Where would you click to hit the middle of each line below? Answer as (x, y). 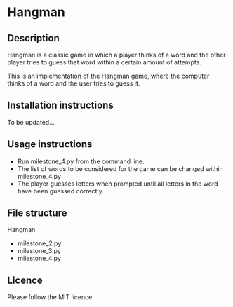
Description (33, 38)
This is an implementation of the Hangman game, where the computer (108, 76)
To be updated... (31, 122)
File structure (37, 213)
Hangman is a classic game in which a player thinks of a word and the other (116, 55)
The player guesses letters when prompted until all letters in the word (118, 184)
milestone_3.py (39, 251)
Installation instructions (60, 105)
